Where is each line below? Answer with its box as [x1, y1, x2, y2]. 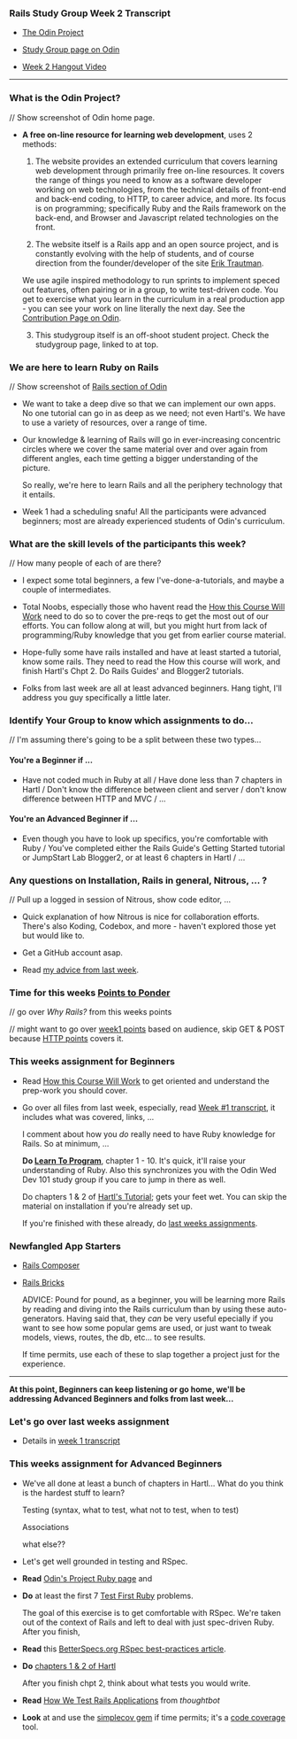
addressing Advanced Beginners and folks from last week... [9, 1394, 234, 1404]
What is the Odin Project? [9, 92, 121, 104]
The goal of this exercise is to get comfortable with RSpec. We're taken [21, 1607, 281, 1618]
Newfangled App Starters [9, 1240, 121, 1252]
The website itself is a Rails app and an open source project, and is [34, 238, 279, 250]
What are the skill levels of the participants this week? [9, 537, 247, 550]
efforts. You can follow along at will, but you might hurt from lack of [21, 621, 268, 631]
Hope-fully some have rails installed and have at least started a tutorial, [21, 647, 282, 658]
